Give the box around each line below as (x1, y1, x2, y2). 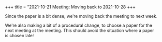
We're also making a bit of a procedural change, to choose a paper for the (5, 22, 152, 28)
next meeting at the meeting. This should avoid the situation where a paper (5, 28, 154, 33)
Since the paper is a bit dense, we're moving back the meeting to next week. (5, 13, 158, 19)
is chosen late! (5, 33, 34, 38)
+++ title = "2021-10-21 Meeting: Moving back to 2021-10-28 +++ (5, 4, 136, 10)
